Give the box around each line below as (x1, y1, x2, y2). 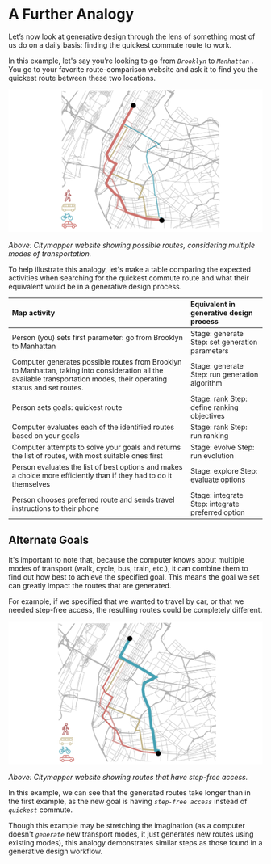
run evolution (190, 450, 235, 461)
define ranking (190, 402, 240, 412)
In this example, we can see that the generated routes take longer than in (8, 787, 252, 797)
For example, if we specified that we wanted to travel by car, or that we (8, 596, 244, 606)
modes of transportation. (8, 248, 92, 259)
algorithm (190, 378, 223, 388)
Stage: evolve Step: (190, 442, 255, 452)
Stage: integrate (190, 491, 244, 500)
